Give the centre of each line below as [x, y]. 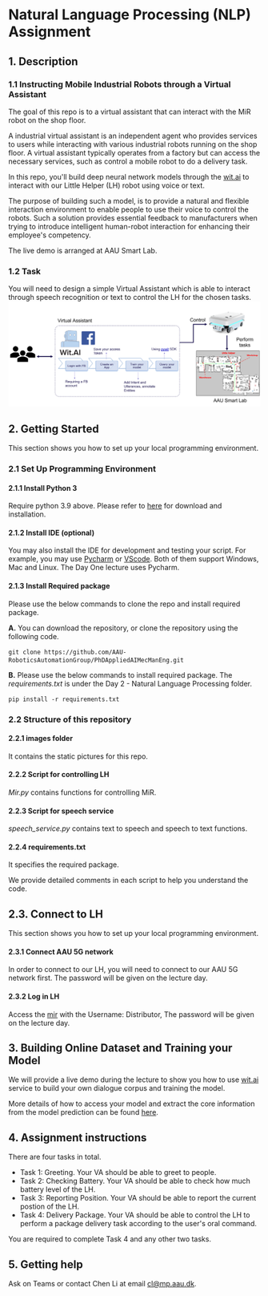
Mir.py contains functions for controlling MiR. [82, 792]
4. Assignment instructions [78, 1138]
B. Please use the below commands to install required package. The [120, 674]
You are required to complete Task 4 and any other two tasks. [110, 1239]
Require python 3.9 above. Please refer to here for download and [115, 506]
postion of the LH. [50, 1207]
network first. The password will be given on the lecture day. [108, 978]
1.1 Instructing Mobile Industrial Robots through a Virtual [120, 84]
